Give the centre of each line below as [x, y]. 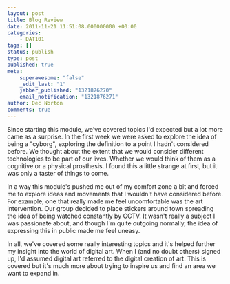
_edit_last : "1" [43, 84]
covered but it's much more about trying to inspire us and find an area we [111, 265]
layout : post [26, 13]
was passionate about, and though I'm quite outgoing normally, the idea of [113, 223]
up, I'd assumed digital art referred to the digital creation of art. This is [107, 258]
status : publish [30, 52]
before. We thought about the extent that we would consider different [106, 151]
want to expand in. [33, 273]
